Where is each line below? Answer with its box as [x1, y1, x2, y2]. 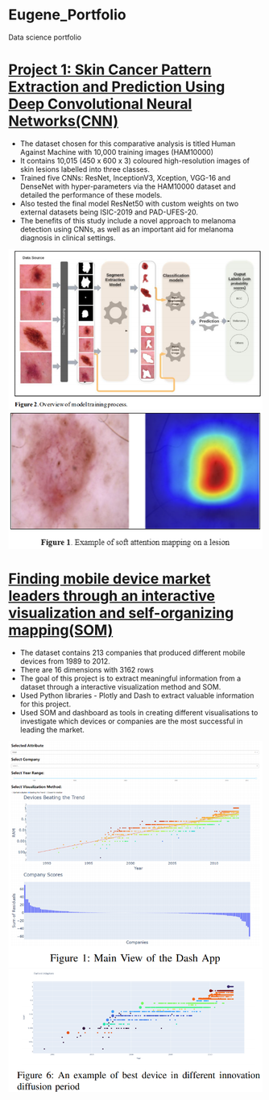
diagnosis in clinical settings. [19, 232, 116, 243]
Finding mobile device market [8, 569, 211, 588]
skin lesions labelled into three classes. [19, 164, 151, 174]
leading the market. [19, 724, 85, 735]
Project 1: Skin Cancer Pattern [8, 60, 212, 79]
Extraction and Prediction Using [8, 78, 226, 96]
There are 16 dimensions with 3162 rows [19, 665, 155, 674]
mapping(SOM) [8, 621, 114, 639]
